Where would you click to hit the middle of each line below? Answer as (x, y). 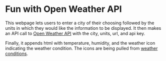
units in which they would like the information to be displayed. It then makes (83, 28)
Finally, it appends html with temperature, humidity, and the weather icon (80, 43)
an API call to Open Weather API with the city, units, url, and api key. (75, 33)
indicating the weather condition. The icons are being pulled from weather (81, 48)
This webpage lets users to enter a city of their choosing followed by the (80, 23)
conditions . (17, 54)
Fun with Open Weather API (63, 9)
